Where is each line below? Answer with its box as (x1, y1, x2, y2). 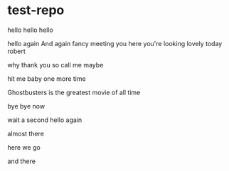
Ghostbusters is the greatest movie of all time (7, 88, 141, 96)
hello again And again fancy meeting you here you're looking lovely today (7, 39, 223, 48)
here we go (7, 143, 41, 151)
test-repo (7, 2, 65, 18)
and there (7, 157, 36, 165)
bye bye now (7, 101, 45, 110)
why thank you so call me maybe (7, 60, 104, 69)
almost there (7, 129, 45, 138)
